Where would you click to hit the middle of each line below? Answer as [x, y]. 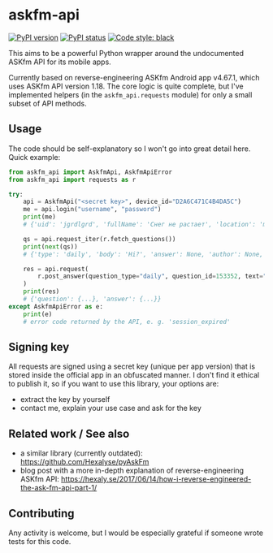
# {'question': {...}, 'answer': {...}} [92, 299]
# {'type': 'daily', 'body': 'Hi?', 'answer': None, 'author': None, [143, 254]
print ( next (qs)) [51, 246]
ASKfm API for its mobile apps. [60, 62]
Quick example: [35, 157]
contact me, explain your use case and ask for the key [110, 408]
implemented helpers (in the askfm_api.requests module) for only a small [130, 94]
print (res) [41, 292]
